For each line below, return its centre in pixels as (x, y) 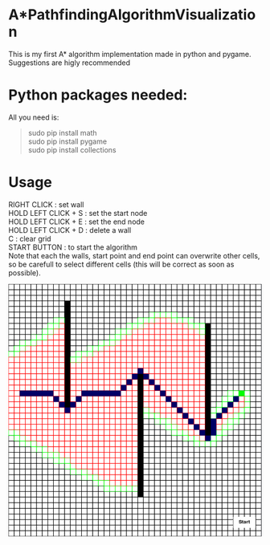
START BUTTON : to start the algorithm (73, 247)
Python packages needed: (98, 95)
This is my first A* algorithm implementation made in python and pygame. (130, 54)
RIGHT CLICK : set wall (46, 204)
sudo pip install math (63, 132)
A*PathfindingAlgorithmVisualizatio (132, 15)
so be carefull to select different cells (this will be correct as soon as (121, 264)
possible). (25, 272)
